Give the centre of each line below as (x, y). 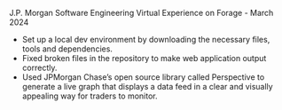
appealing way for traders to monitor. (90, 96)
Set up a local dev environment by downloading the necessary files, (146, 39)
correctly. (39, 67)
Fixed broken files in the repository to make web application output (144, 58)
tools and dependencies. (67, 49)
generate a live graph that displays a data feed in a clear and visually (147, 86)
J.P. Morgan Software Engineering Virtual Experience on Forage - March (141, 13)
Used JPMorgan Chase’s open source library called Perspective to (143, 77)
